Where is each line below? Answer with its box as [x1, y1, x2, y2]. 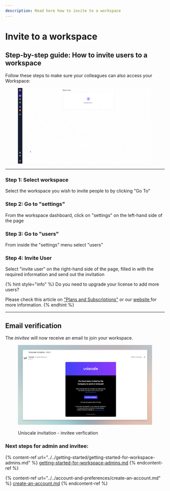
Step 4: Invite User [5, 254, 52, 261]
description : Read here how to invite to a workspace [5, 8, 121, 13]
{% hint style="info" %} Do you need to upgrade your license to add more [5, 281, 159, 287]
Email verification [5, 321, 62, 330]
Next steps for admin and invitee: [5, 443, 89, 450]
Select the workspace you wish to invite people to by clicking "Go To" [5, 188, 151, 194]
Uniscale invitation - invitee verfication [18, 430, 99, 436]
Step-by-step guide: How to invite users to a [5, 51, 148, 59]
